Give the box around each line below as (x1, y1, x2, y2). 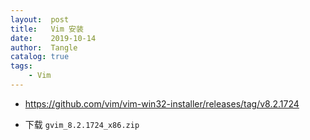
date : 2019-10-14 (10, 33, 97, 43)
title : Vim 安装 (10, 24, 84, 34)
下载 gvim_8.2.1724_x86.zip (24, 118, 140, 130)
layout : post (10, 14, 70, 25)
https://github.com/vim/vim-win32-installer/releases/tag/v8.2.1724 (24, 97, 300, 110)
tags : (10, 61, 33, 71)
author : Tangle (10, 42, 78, 53)
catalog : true (10, 52, 70, 62)
